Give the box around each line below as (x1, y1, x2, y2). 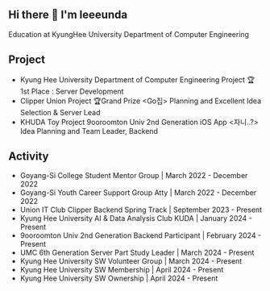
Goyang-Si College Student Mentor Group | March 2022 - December (19, 171, 248, 181)
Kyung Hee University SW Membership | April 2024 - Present (19, 265, 224, 275)
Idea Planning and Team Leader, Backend (19, 126, 159, 135)
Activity (8, 150, 50, 164)
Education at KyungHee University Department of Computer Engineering (8, 29, 250, 39)
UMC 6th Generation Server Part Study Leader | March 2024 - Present (19, 247, 255, 258)
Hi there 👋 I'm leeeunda (8, 8, 127, 22)
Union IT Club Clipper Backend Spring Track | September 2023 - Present (19, 205, 263, 214)
